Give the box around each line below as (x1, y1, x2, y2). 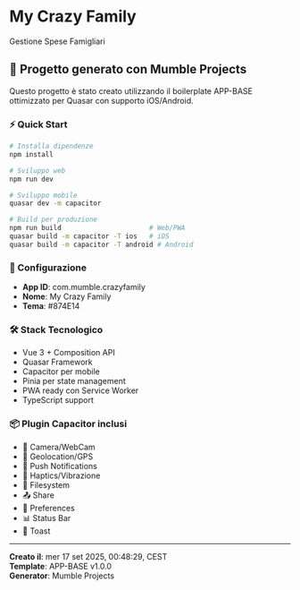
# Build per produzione (9, 215, 98, 225)
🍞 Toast (21, 526, 51, 536)
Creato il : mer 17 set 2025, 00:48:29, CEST (9, 551, 168, 561)
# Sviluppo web (9, 166, 66, 175)
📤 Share (21, 490, 55, 500)
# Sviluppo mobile (9, 191, 78, 200)
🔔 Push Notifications (21, 460, 98, 471)
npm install (9, 150, 54, 158)
